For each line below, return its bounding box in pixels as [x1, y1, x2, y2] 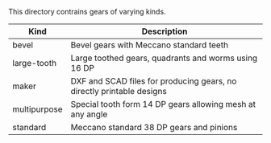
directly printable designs [70, 86, 167, 96]
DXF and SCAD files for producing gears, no [70, 76, 237, 87]
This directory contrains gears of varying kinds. [8, 7, 167, 16]
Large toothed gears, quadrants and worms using [70, 52, 258, 63]
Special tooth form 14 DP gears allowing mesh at [70, 99, 256, 109]
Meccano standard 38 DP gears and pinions [70, 122, 238, 133]
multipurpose [12, 104, 63, 115]
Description [141, 26, 188, 37]
